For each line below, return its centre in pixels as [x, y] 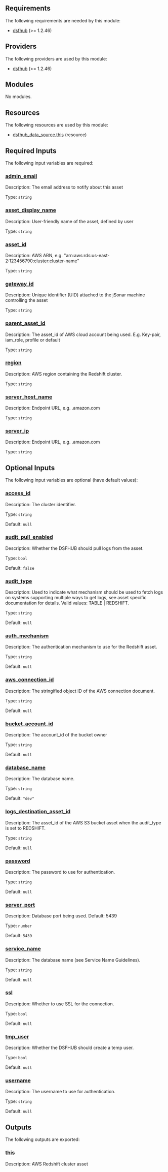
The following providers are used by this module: [56, 58]
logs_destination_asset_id [38, 812]
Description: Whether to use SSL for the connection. [60, 1004]
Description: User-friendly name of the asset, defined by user [69, 221]
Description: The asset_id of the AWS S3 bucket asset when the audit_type [83, 822]
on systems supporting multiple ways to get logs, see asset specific [76, 598]
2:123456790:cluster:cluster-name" [42, 261]
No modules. [18, 97]
